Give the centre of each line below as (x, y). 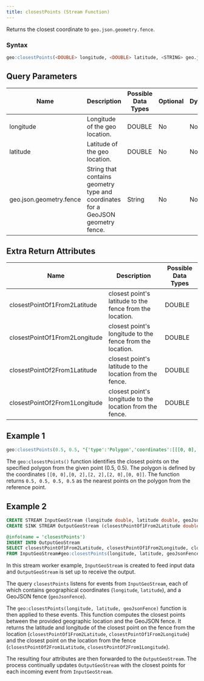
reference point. (26, 487)
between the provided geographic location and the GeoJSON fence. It (94, 621)
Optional (171, 101)
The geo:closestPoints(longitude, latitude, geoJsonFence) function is (97, 608)
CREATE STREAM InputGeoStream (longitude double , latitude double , (93, 520)
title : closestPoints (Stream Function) (58, 12)
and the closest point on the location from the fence (71, 640)
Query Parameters (42, 76)
